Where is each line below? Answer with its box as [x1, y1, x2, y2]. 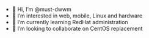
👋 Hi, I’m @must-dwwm [12, 6, 71, 13]
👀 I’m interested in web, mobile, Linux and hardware [12, 12, 143, 19]
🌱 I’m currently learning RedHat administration [12, 19, 128, 25]
